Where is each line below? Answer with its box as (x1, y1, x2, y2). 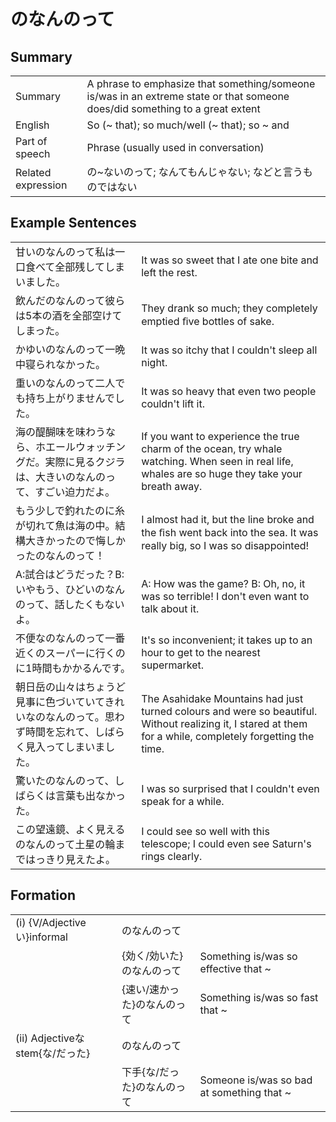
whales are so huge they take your (141, 466, 303, 480)
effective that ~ (199, 961, 272, 975)
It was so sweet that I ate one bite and (141, 253, 319, 267)
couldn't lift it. (141, 396, 205, 410)
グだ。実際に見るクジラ (15, 455, 126, 469)
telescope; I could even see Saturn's (141, 836, 312, 850)
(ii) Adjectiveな (15, 1031, 85, 1045)
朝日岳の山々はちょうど (15, 680, 127, 694)
